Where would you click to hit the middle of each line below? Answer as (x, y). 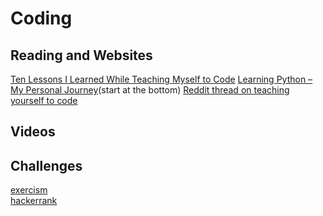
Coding (41, 18)
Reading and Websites (81, 55)
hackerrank (34, 201)
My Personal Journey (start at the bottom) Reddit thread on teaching (150, 90)
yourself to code (44, 100)
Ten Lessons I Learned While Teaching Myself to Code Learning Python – (161, 79)
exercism (29, 190)
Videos (33, 132)
